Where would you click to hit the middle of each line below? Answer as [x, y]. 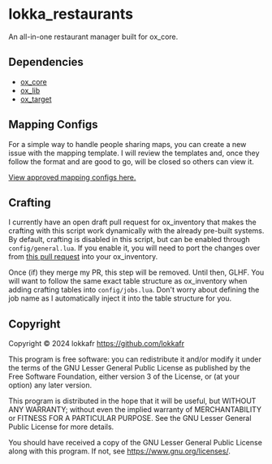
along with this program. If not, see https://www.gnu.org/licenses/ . [120, 451]
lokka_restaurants [71, 14]
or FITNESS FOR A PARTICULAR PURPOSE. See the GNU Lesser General [130, 418]
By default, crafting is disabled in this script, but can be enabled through [129, 240]
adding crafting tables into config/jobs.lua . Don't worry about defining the [134, 290]
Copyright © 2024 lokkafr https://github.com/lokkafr [97, 344]
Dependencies [46, 62]
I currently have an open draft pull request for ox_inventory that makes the [133, 222]
